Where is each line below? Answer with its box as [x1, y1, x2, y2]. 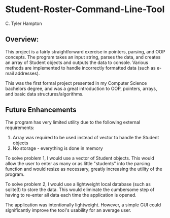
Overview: [5, 35, 39, 44]
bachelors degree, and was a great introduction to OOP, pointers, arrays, [5, 85, 157, 91]
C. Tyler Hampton [5, 20, 42, 26]
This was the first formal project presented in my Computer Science [5, 80, 147, 86]
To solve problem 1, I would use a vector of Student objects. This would [5, 155, 155, 161]
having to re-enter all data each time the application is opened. [5, 192, 137, 198]
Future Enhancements [5, 106, 77, 114]
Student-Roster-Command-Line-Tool [5, 4, 165, 15]
